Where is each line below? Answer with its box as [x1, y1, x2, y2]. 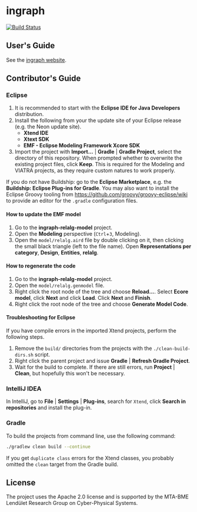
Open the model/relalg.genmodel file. [14, 282, 105, 289]
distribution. [14, 111, 44, 118]
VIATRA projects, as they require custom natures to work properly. [14, 167, 175, 174]
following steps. [6, 333, 45, 341]
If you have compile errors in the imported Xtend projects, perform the [6, 327, 176, 334]
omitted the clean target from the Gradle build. [6, 461, 119, 468]
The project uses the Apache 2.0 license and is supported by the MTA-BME [6, 493, 189, 500]
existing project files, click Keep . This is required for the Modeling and [14, 161, 185, 168]
